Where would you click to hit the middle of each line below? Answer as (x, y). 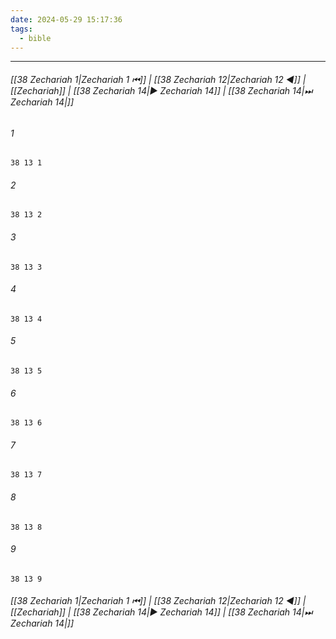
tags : (21, 29)
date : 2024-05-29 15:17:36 (66, 19)
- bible (35, 38)
